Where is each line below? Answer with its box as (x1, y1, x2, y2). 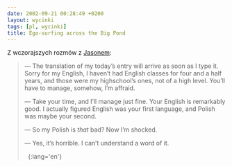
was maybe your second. (24, 112, 97, 121)
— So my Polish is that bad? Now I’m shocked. (24, 125, 158, 134)
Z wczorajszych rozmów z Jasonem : (7, 49, 112, 57)
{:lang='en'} (27, 152, 63, 161)
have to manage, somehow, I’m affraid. (24, 84, 135, 92)
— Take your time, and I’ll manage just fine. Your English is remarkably (24, 98, 226, 106)
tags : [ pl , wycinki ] (7, 23, 67, 30)
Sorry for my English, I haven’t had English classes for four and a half (24, 69, 222, 78)
